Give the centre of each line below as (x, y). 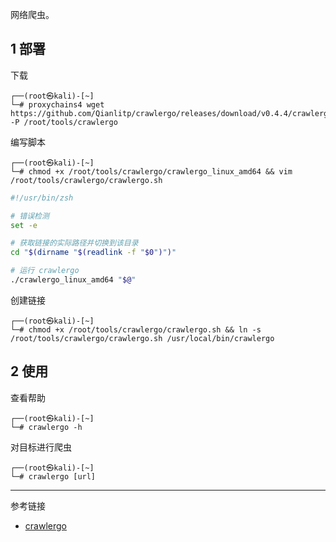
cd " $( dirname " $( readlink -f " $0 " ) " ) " (93, 253)
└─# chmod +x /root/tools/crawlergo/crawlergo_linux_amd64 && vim (151, 171)
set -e (24, 225)
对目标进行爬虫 (41, 447)
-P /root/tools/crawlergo (64, 122)
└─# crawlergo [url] (53, 476)
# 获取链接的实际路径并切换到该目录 (74, 243)
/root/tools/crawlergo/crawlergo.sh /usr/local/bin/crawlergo (142, 338)
